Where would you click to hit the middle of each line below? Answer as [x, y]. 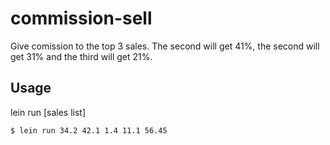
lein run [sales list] [48, 112]
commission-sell [81, 18]
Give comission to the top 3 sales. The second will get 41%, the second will [165, 46]
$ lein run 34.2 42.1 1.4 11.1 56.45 [89, 130]
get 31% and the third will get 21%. [81, 56]
